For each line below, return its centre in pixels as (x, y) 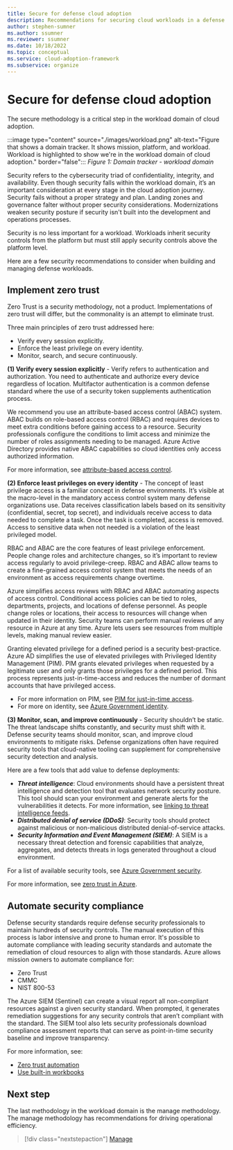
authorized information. (41, 456)
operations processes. (39, 219)
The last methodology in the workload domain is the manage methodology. (114, 1111)
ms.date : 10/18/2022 (37, 46)
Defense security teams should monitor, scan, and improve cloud (100, 735)
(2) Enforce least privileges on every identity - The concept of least (105, 483)
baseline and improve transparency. (58, 1038)
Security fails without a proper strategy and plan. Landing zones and (105, 197)
